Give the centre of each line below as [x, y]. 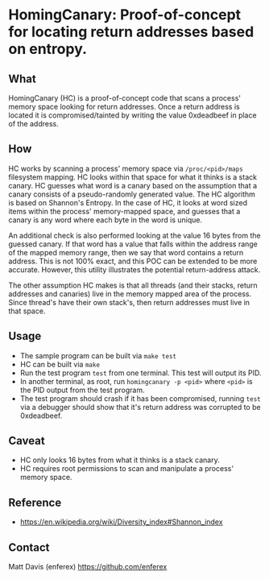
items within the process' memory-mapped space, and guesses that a [124, 211]
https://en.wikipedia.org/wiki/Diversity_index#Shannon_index [121, 522]
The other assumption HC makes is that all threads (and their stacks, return [133, 285]
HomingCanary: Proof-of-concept [125, 15]
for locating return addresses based [131, 32]
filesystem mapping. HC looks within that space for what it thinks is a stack [133, 177]
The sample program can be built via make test [98, 355]
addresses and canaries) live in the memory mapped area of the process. [130, 294]
